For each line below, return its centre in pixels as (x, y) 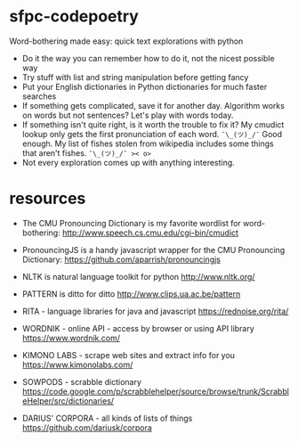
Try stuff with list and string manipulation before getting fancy (135, 77)
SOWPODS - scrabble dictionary (82, 381)
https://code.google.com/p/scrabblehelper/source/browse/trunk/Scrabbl (155, 391)
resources (48, 199)
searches (39, 96)
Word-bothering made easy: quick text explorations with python (126, 41)
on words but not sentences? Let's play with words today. (128, 115)
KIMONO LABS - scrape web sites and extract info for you (129, 355)
